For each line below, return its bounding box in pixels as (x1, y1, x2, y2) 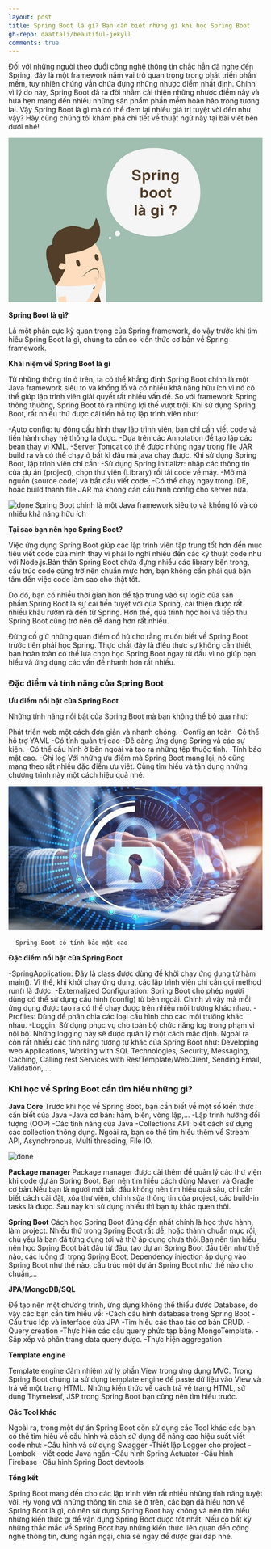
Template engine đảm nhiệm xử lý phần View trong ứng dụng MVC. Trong (8, 1365, 252, 1375)
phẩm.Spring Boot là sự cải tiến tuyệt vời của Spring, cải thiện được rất (8, 598, 243, 608)
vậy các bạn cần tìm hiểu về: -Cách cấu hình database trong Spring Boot (8, 1308, 250, 1318)
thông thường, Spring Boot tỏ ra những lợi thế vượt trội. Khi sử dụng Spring (8, 400, 256, 410)
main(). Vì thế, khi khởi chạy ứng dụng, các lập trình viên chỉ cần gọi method (8, 977, 262, 986)
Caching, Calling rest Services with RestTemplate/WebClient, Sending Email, (8, 1054, 262, 1064)
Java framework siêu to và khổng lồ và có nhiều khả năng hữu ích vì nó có (8, 382, 256, 392)
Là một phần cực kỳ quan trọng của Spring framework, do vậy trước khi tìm (8, 326, 258, 336)
